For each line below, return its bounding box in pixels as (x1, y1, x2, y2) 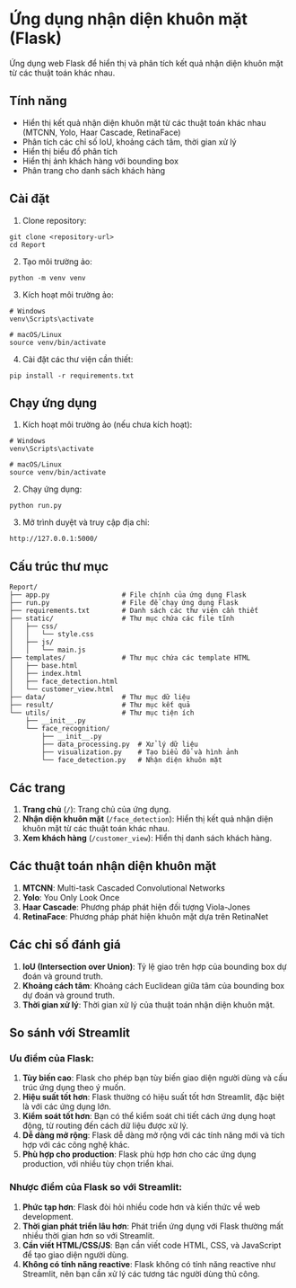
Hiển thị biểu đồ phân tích (22, 146, 118, 156)
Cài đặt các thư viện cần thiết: (22, 353, 134, 364)
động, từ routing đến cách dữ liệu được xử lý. (22, 1120, 188, 1132)
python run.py (9, 502, 63, 511)
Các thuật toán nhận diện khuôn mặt (9, 858, 217, 874)
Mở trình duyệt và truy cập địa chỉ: (22, 517, 150, 528)
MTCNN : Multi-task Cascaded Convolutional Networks (22, 882, 226, 893)
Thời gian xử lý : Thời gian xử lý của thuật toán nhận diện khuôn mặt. (22, 999, 275, 1010)
